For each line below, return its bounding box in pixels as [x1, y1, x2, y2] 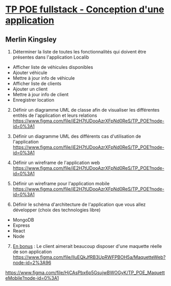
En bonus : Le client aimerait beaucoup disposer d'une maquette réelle [12, 243, 162, 249]
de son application [12, 248, 52, 255]
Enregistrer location [12, 97, 55, 103]
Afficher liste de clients [12, 81, 61, 86]
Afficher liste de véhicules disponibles [12, 64, 93, 70]
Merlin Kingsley [5, 35, 57, 44]
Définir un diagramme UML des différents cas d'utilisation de [12, 133, 141, 139]
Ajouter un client [12, 86, 48, 92]
